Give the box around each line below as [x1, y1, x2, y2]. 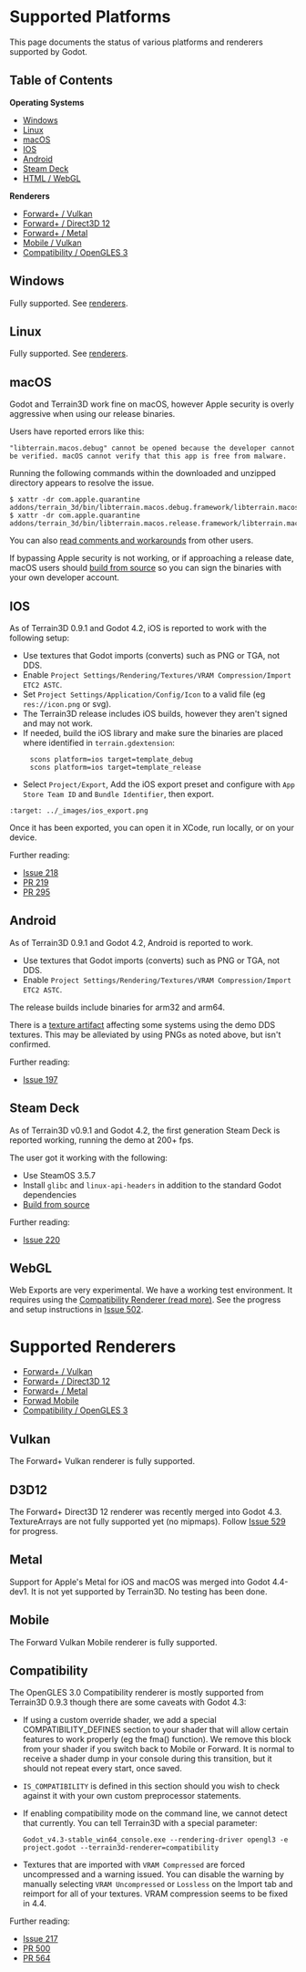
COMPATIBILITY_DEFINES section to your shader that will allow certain [22, 1724, 289, 1735]
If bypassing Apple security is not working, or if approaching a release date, [9, 553, 294, 564]
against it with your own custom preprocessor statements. [22, 1790, 241, 1801]
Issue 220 [22, 1234, 61, 1245]
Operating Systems [9, 97, 85, 108]
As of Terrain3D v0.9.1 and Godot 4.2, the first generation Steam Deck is [9, 1125, 280, 1136]
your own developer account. [9, 572, 120, 583]
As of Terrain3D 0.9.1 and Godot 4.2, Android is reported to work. [9, 937, 253, 948]
